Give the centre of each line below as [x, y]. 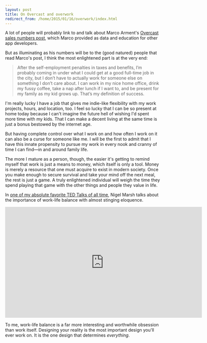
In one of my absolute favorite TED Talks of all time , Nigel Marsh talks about [82, 195]
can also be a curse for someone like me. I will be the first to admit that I [78, 139]
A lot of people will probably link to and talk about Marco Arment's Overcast [82, 33]
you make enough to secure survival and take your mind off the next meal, [80, 175]
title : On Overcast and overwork [39, 14]
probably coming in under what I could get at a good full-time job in [85, 73]
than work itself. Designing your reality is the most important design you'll [80, 330]
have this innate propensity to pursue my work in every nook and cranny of [81, 144]
